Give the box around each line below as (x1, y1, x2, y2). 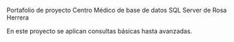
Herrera (6, 13, 29, 22)
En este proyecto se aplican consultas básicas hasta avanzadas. (6, 27, 193, 35)
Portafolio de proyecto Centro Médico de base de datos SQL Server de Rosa (6, 6, 227, 14)
